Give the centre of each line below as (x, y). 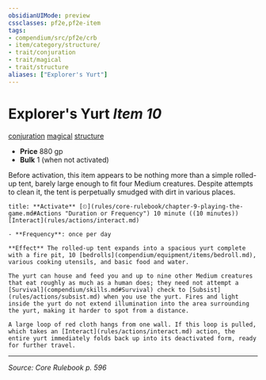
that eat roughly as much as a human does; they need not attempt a (123, 282)
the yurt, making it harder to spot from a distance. (99, 310)
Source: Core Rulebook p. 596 (57, 367)
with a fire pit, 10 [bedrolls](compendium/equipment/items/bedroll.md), (133, 255)
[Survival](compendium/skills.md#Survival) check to (97, 290)
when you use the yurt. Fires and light (171, 297)
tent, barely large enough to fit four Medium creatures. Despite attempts (136, 183)
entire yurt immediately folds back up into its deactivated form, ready (133, 338)
